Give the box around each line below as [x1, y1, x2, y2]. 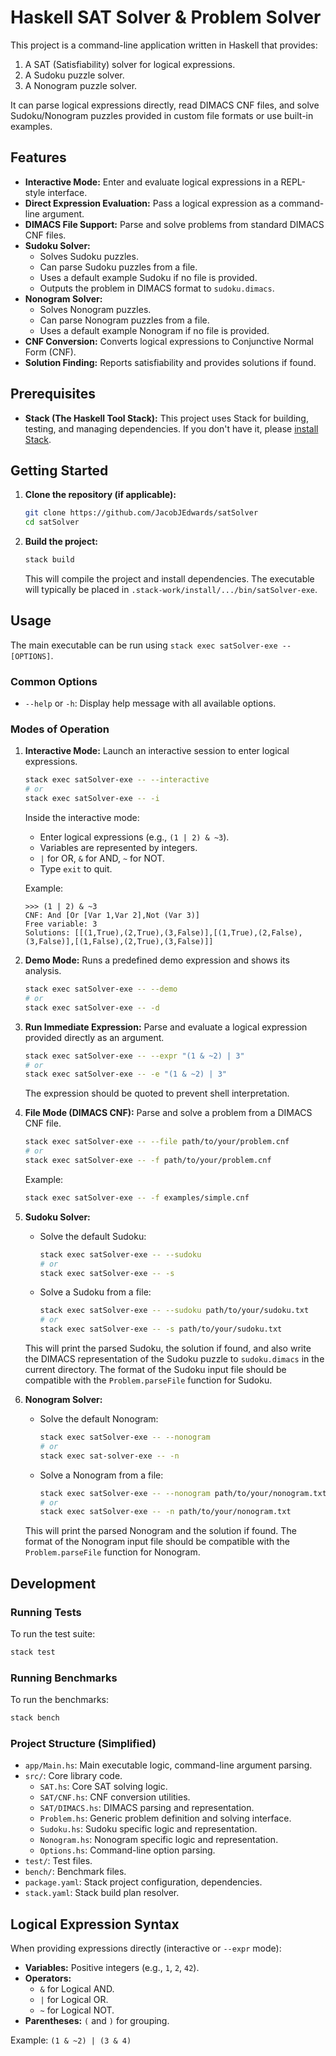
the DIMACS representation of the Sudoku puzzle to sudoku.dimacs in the [24, 1353, 325, 1365]
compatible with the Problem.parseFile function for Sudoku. [24, 1374, 273, 1386]
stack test [10, 1647, 56, 1657]
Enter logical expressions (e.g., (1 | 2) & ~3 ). [39, 831, 230, 843]
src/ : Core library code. [24, 1770, 123, 1782]
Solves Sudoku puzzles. [39, 250, 139, 262]
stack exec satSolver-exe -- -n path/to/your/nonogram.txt [39, 1507, 292, 1517]
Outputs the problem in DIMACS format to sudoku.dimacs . [39, 282, 275, 294]
